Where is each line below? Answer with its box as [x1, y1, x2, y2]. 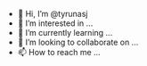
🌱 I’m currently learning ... [17, 28, 113, 37]
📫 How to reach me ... [17, 47, 101, 57]
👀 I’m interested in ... [17, 18, 94, 29]
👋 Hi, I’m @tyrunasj [17, 9, 88, 19]
